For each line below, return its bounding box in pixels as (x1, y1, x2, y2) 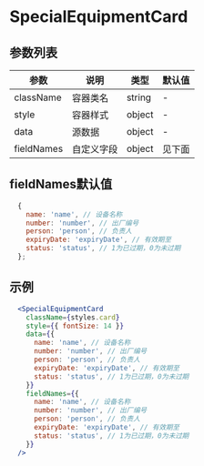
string (126, 91, 152, 104)
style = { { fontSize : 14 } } (25, 321, 125, 330)
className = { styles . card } (25, 312, 120, 322)
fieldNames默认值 (9, 177, 113, 192)
